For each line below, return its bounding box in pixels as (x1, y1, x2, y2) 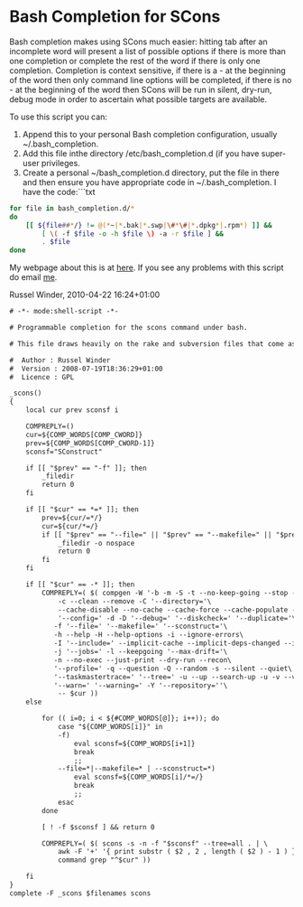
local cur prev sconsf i (25, 406, 119, 415)
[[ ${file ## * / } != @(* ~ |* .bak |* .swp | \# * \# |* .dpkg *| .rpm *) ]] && (25, 220, 272, 229)
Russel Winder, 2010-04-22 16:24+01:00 (9, 289, 161, 300)
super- (261, 147, 287, 159)
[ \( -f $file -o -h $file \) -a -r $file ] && (41, 229, 224, 238)
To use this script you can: (9, 111, 108, 122)
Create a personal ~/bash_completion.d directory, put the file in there (22, 167, 280, 178)
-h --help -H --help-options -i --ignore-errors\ (53, 631, 244, 640)
